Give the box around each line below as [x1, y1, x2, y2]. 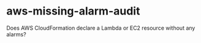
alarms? [6, 30, 26, 38]
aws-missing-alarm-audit [6, 4, 140, 18]
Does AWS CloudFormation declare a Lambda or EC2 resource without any [6, 24, 195, 31]
